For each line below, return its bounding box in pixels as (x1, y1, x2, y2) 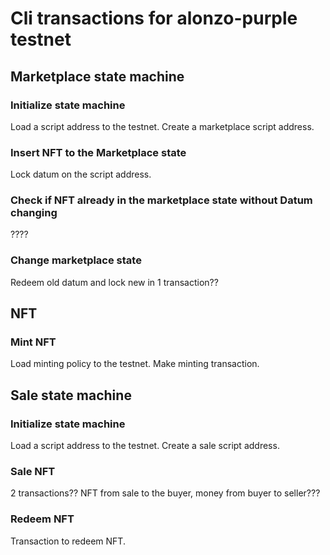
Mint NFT (10, 335, 57, 349)
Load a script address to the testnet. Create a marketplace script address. (10, 120, 315, 132)
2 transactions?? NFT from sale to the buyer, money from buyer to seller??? (10, 487, 321, 499)
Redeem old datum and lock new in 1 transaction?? (10, 276, 219, 288)
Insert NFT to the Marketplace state (10, 145, 187, 159)
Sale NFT (10, 465, 56, 479)
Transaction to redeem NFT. (10, 535, 126, 547)
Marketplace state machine (10, 68, 185, 85)
